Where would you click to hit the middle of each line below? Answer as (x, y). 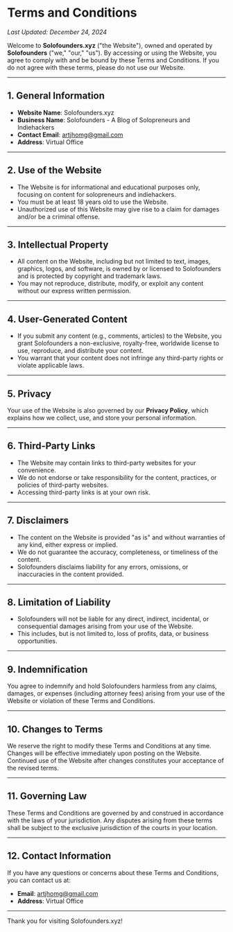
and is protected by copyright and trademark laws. (89, 276)
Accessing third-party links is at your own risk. (84, 492)
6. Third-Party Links (51, 446)
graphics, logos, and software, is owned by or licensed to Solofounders (119, 269)
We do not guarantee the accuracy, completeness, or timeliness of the (118, 552)
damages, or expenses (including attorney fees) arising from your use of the (116, 693)
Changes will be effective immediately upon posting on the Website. (104, 753)
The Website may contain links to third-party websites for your (106, 463)
